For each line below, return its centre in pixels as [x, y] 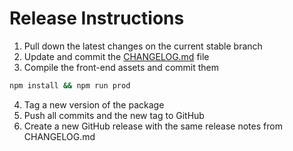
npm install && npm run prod [70, 85]
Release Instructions [97, 18]
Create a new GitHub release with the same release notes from [153, 126]
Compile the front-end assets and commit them [121, 67]
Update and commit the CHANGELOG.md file [116, 56]
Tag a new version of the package [94, 104]
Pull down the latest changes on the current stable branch [143, 46]
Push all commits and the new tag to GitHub [114, 115]
